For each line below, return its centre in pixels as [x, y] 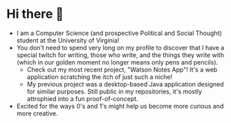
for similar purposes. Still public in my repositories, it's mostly [114, 91]
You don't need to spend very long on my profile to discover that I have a [120, 47]
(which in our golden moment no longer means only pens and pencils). [117, 62]
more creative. [37, 113]
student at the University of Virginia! [68, 40]
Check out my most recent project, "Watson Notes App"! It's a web [122, 69]
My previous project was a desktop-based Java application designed [125, 84]
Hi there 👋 [35, 14]
